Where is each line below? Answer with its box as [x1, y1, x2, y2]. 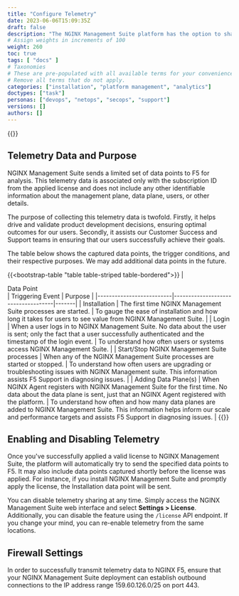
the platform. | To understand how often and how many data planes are [7, 398, 216, 406]
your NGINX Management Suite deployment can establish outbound [7, 573, 206, 582]
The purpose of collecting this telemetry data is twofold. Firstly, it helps [7, 213, 216, 221]
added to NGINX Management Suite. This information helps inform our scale [7, 405, 231, 413]
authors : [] [7, 110, 43, 117]
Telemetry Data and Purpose [7, 150, 137, 162]
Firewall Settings [7, 547, 83, 559]
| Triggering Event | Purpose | [7, 292, 94, 300]
